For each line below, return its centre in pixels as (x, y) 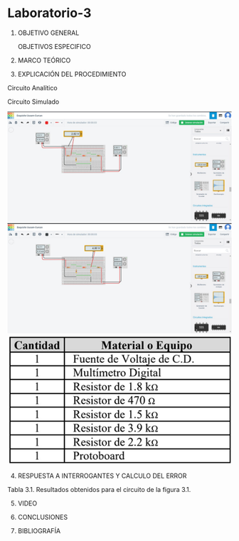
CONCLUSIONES (43, 518)
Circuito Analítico (33, 87)
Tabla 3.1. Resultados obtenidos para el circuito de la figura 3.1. (99, 490)
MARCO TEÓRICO (44, 60)
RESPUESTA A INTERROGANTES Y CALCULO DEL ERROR (102, 476)
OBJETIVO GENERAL (48, 33)
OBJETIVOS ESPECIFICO (54, 46)
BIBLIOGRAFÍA (39, 531)
